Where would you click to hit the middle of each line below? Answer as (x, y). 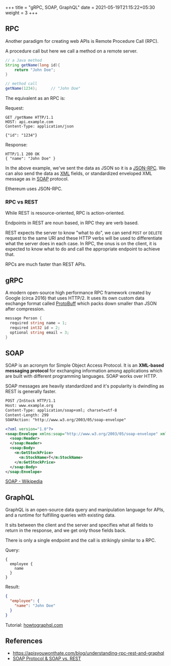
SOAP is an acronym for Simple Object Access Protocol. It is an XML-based (85, 365)
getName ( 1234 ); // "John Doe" (43, 89)
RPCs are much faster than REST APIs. (46, 264)
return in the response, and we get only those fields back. (66, 530)
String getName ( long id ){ (33, 65)
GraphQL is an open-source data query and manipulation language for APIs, (85, 510)
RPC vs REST (22, 202)
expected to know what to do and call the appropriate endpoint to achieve (83, 249)
